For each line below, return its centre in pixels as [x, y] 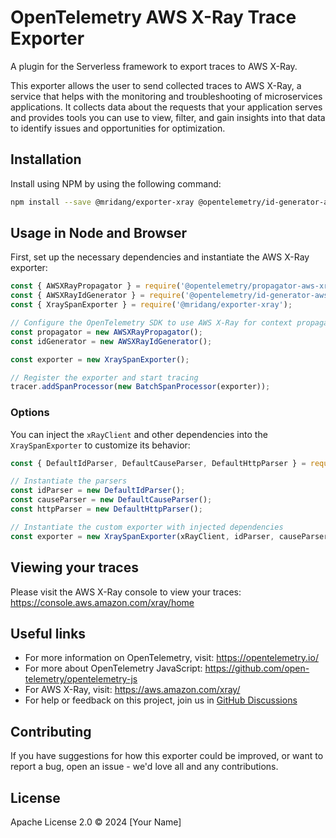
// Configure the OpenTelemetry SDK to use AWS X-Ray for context [151, 323]
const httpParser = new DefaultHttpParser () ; [106, 509]
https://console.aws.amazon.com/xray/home [102, 602]
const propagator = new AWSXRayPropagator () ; [106, 332]
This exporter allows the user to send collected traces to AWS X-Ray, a [156, 85]
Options [30, 413]
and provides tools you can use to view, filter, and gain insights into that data [168, 117]
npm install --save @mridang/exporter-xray [102, 202]
